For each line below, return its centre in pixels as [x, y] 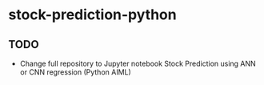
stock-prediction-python [93, 15]
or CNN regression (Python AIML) [76, 72]
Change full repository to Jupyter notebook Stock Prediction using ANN [138, 63]
